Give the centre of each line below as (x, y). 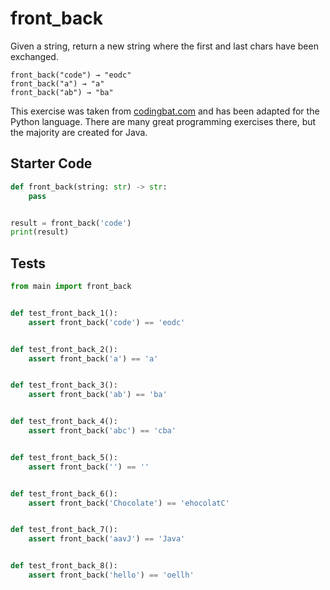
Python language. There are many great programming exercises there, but (163, 121)
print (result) (40, 232)
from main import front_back (71, 287)
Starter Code (51, 163)
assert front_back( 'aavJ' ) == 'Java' (107, 539)
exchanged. (34, 56)
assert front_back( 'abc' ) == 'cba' (102, 431)
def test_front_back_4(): (64, 422)
